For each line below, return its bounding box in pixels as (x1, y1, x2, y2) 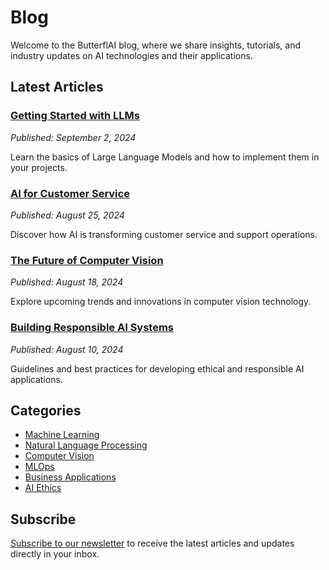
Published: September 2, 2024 (10, 131, 137, 143)
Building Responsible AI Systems (10, 321, 175, 335)
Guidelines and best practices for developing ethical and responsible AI (10, 362, 305, 375)
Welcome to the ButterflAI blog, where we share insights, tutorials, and (10, 39, 302, 51)
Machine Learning (24, 429, 100, 441)
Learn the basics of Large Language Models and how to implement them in (10, 151, 320, 163)
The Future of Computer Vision (10, 253, 164, 267)
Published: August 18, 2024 (10, 276, 124, 288)
